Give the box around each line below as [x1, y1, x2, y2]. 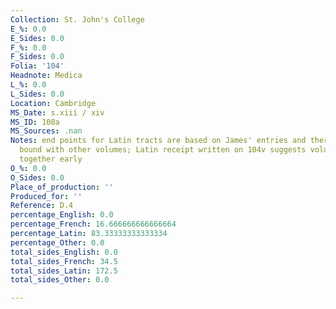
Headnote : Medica [10, 71, 83, 81]
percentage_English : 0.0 [10, 210, 114, 220]
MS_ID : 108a [10, 117, 60, 127]
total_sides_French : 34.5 [10, 256, 118, 266]
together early [19, 154, 83, 164]
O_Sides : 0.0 [10, 172, 65, 183]
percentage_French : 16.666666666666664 [10, 219, 177, 230]
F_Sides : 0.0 [10, 52, 65, 62]
